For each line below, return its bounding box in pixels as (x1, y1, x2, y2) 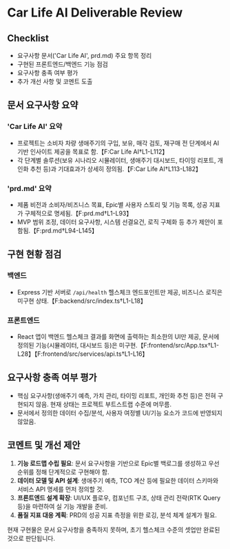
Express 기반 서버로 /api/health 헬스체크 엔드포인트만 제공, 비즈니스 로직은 (17, 288, 222, 296)
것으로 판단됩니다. (7, 534, 56, 542)
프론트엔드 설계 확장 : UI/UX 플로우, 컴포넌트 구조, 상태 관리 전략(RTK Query (17, 493, 221, 501)
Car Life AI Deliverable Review (7, 5, 183, 21)
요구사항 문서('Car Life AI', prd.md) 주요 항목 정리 (17, 52, 152, 59)
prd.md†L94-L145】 (41, 226, 98, 234)
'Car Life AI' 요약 (7, 122, 63, 132)
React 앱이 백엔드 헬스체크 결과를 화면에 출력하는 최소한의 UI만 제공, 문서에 (17, 332, 220, 341)
